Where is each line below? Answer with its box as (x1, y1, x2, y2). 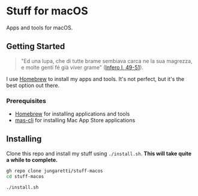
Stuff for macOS (6, 4, 88, 18)
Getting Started (6, 41, 65, 52)
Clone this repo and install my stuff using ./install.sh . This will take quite (6, 150, 192, 157)
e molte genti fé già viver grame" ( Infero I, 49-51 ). (20, 64, 144, 71)
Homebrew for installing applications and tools (14, 110, 130, 117)
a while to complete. (6, 156, 58, 163)
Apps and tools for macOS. (6, 24, 73, 31)
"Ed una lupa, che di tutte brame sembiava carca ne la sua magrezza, (20, 57, 193, 64)
